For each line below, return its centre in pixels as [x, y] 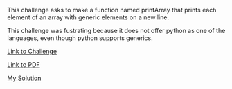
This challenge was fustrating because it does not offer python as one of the [116, 31]
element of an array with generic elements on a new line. [88, 17]
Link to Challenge [32, 51]
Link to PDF [24, 65]
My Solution [24, 78]
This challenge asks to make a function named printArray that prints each [112, 10]
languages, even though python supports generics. [80, 38]
